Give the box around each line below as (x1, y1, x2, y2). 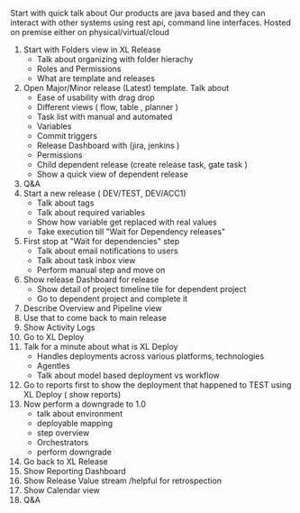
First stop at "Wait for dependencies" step (23, 236, 180, 246)
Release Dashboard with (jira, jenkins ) (36, 140, 180, 151)
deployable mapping (36, 418, 114, 428)
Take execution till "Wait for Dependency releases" (36, 226, 226, 237)
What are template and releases (36, 73, 156, 84)
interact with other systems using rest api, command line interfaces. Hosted (10, 17, 291, 28)
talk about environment (36, 408, 123, 418)
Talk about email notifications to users (36, 245, 178, 256)
